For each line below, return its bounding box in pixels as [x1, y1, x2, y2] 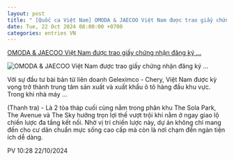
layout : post [7, 10, 45, 17]
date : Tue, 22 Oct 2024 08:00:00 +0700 [7, 23, 123, 30]
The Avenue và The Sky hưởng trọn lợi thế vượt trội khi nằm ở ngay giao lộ [7, 111, 219, 119]
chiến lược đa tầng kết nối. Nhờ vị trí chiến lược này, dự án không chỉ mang [7, 119, 221, 127]
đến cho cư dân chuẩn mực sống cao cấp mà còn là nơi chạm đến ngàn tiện [7, 126, 226, 134]
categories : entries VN [7, 29, 77, 37]
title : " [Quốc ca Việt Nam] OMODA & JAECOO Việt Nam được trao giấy [7, 17, 214, 24]
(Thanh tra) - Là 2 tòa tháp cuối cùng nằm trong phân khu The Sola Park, [7, 103, 217, 112]
